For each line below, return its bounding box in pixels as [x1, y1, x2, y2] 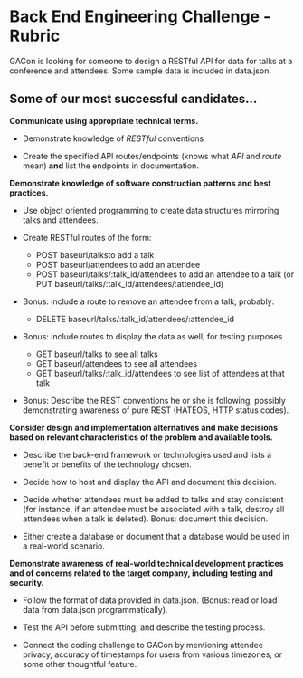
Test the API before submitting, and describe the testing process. [22, 622, 266, 633]
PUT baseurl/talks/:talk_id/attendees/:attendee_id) [35, 278, 224, 289]
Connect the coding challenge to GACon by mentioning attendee [22, 639, 264, 650]
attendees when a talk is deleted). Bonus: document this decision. [22, 513, 269, 524]
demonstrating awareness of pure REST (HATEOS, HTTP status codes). [22, 405, 289, 415]
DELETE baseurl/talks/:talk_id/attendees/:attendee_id [35, 313, 235, 324]
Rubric [9, 25, 61, 46]
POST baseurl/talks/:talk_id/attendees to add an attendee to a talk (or [35, 269, 295, 280]
